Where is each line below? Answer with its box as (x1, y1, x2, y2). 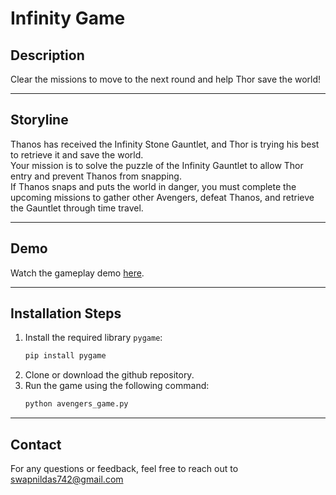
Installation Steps (10, 305, 122, 322)
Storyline (10, 112, 69, 129)
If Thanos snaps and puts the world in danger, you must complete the (10, 180, 297, 192)
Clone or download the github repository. (24, 369, 195, 381)
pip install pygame (24, 351, 107, 361)
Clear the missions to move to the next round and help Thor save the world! (10, 73, 322, 85)
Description (10, 47, 85, 64)
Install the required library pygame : (24, 332, 163, 344)
